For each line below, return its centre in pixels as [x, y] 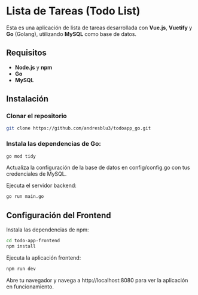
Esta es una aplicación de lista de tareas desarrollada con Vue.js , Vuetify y [99, 28]
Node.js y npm [33, 67]
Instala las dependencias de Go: [54, 144]
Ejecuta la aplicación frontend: [44, 258]
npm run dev [21, 269]
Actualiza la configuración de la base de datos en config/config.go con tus [98, 168]
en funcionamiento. [30, 287]
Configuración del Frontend [59, 215]
